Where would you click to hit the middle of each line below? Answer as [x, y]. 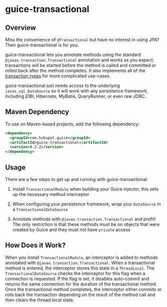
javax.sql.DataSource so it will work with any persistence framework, [77, 91]
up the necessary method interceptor [51, 194]
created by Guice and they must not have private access [71, 229]
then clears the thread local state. [40, 300]
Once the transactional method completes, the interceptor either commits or [83, 289]
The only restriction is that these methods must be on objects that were [86, 224]
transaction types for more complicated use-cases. [58, 76]
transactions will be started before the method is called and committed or [81, 65]
